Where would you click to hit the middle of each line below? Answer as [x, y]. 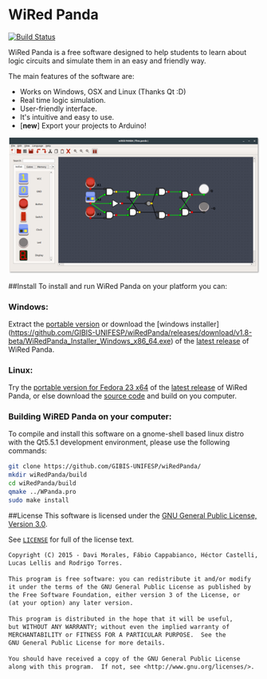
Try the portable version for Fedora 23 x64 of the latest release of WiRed [128, 388]
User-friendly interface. [58, 109]
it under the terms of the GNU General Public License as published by [130, 587]
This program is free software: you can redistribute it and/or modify [130, 579]
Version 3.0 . [28, 523]
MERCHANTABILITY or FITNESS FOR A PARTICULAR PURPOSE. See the [117, 635]
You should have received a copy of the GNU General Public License [124, 659]
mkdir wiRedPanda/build [48, 475]
